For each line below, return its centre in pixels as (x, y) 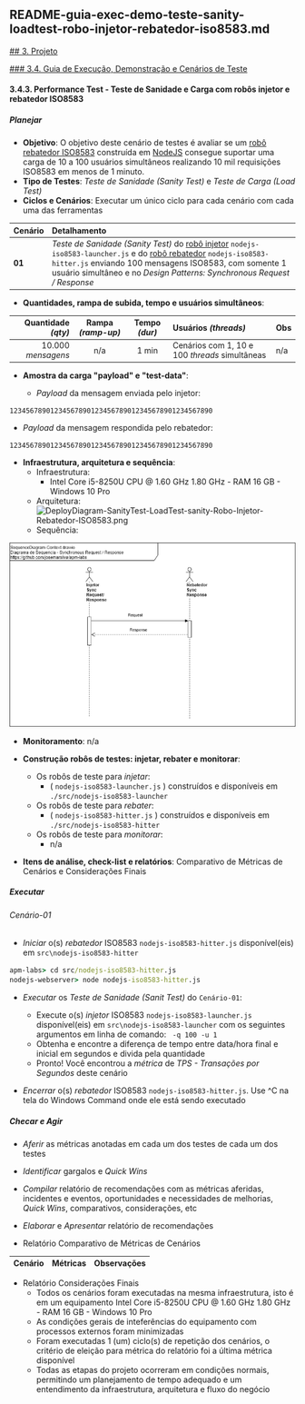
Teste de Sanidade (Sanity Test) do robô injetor (140, 244)
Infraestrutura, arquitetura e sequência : (99, 462)
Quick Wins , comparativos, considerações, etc (110, 1208)
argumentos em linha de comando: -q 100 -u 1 (127, 1034)
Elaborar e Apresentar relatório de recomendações (118, 1225)
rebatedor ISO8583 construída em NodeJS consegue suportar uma (148, 153)
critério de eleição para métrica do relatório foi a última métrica (154, 1350)
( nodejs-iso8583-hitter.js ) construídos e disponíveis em (160, 815)
